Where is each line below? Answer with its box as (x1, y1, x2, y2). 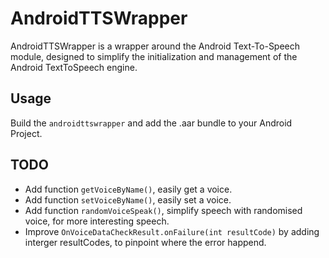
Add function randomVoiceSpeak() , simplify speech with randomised (24, 204, 303, 216)
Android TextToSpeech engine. (10, 61, 138, 73)
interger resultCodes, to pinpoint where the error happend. (24, 236, 267, 248)
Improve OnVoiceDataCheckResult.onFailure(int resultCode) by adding (24, 225, 320, 237)
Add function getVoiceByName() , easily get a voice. (24, 183, 233, 195)
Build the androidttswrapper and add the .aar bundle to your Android (10, 117, 293, 129)
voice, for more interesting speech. (24, 215, 170, 227)
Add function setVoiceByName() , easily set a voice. (24, 193, 232, 206)
